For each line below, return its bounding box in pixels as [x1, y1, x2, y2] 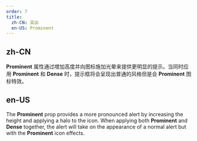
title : [6, 14, 22, 20]
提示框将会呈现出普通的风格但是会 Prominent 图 [74, 70, 192, 78]
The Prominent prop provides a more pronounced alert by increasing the [6, 110, 183, 117]
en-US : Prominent [11, 25, 54, 31]
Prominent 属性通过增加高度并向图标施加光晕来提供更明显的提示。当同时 [6, 63, 184, 70]
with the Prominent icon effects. [6, 129, 85, 136]
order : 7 [6, 8, 28, 15]
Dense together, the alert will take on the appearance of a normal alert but [6, 123, 187, 130]
